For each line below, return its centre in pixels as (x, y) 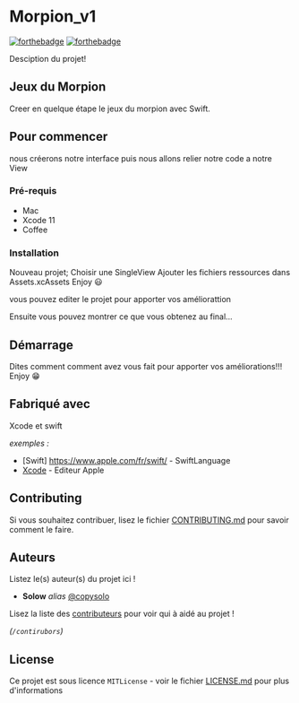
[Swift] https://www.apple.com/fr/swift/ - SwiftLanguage (126, 460)
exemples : (29, 443)
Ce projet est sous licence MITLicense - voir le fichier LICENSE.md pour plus (149, 681)
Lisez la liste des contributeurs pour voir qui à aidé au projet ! (122, 614)
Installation (34, 253)
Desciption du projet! (48, 58)
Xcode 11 (38, 220)
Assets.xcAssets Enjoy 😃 (56, 282)
